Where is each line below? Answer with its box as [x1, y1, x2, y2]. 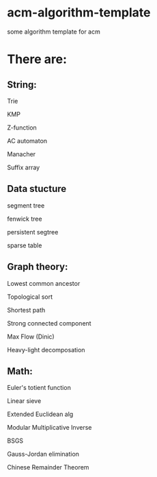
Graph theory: [7, 261, 68, 273]
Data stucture [7, 183, 67, 195]
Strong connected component [7, 319, 91, 327]
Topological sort [7, 293, 53, 301]
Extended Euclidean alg [7, 410, 74, 419]
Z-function [7, 123, 38, 132]
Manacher [7, 149, 36, 158]
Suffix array [7, 163, 40, 171]
